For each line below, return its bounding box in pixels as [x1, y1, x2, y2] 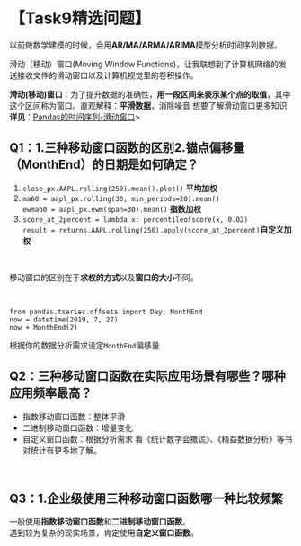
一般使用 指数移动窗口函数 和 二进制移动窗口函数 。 [9, 516, 190, 527]
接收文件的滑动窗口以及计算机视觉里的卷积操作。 [16, 69, 199, 81]
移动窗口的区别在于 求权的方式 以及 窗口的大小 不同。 [9, 271, 199, 283]
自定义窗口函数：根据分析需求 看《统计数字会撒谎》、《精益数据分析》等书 [22, 433, 293, 445]
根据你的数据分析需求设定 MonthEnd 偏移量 [9, 339, 160, 350]
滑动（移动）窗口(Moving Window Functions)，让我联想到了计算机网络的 [9, 58, 279, 69]
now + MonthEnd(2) [9, 322, 78, 332]
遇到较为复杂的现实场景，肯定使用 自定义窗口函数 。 [9, 527, 199, 539]
